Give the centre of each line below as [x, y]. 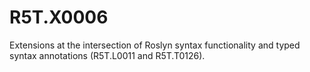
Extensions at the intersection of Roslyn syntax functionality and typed [155, 45]
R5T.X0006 [59, 17]
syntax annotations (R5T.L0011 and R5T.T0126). [107, 55]
